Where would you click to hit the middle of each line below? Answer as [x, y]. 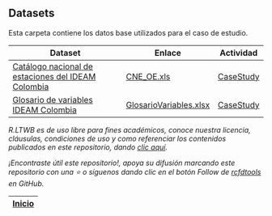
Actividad [239, 53]
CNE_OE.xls [148, 76]
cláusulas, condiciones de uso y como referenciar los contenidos [117, 138]
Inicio [23, 203]
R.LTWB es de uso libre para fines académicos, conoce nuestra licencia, [130, 129]
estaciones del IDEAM [54, 76]
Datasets [32, 13]
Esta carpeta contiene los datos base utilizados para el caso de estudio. [128, 32]
